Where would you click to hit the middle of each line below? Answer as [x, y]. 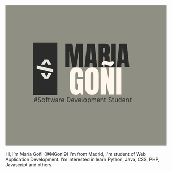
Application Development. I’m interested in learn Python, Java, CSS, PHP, [82, 159]
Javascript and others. [29, 165]
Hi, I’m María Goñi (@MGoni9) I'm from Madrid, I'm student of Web [76, 154]
